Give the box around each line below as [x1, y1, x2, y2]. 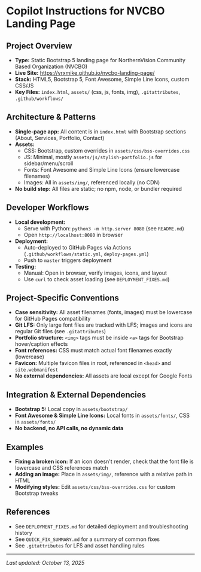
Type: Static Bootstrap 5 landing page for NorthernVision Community [14, 57, 185, 63]
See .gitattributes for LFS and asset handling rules [14, 541, 145, 549]
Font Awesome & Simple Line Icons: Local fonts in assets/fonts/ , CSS [14, 412, 190, 419]
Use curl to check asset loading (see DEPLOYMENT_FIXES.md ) [23, 275, 170, 282]
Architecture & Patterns [6, 112, 96, 122]
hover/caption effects [14, 340, 68, 348]
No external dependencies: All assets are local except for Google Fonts [14, 372, 193, 379]
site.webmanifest [14, 367, 59, 373]
